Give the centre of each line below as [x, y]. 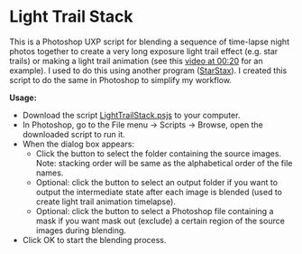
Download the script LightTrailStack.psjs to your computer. [131, 115]
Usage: [23, 98]
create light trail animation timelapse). [105, 202]
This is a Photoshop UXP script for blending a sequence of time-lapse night [150, 42]
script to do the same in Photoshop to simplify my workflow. [121, 80]
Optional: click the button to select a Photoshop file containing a [155, 211]
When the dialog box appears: [78, 144]
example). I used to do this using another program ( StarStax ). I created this [148, 71]
